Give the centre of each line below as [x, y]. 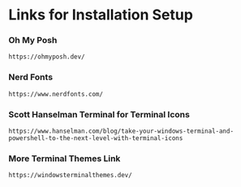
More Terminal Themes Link [65, 158]
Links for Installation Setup [101, 15]
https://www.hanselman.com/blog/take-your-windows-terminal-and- [121, 131]
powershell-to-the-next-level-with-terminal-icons [96, 138]
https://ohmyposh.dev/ [47, 57]
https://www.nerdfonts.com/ [56, 94]
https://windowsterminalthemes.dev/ [70, 176]
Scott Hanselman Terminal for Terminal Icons [99, 114]
